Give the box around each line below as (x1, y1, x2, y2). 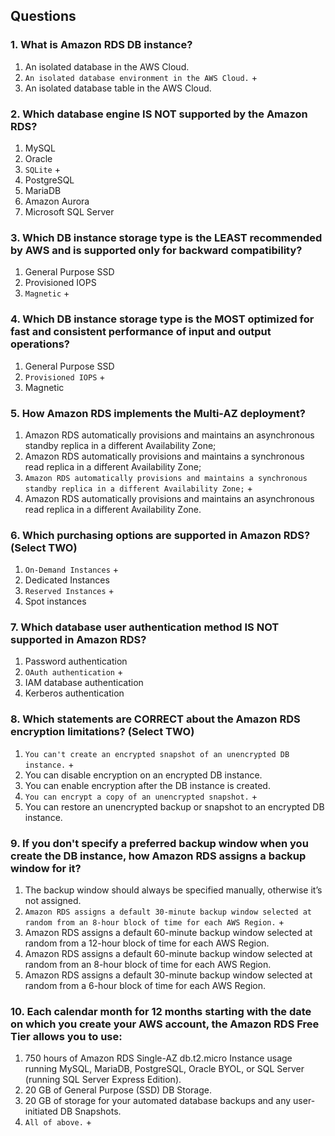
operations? (10, 337, 70, 351)
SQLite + (24, 163, 61, 175)
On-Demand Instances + (24, 564, 120, 576)
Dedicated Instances (24, 574, 110, 586)
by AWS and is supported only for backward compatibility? (10, 243, 303, 257)
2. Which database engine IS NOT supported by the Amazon (10, 107, 308, 121)
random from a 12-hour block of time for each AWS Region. (24, 937, 270, 949)
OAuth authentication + (24, 666, 124, 678)
